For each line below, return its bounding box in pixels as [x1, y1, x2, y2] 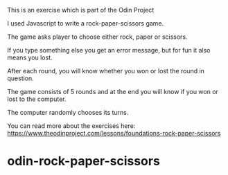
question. [7, 74, 35, 82]
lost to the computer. [7, 95, 67, 103]
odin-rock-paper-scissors [7, 154, 161, 169]
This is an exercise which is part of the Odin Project [7, 6, 155, 14]
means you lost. [7, 53, 53, 62]
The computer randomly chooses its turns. [7, 109, 129, 116]
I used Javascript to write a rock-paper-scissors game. [7, 19, 164, 27]
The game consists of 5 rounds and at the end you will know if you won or [7, 88, 218, 95]
